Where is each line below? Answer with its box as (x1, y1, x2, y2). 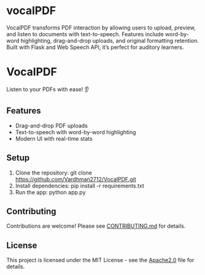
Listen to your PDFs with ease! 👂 (6, 85, 89, 92)
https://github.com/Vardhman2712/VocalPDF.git (15, 175, 136, 183)
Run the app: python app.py (15, 188, 86, 196)
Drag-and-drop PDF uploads (15, 122, 88, 129)
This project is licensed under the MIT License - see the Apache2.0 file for (6, 257, 195, 264)
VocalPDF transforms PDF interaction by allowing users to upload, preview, (6, 24, 196, 31)
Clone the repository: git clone (15, 169, 92, 176)
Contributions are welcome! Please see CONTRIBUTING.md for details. (6, 222, 186, 230)
